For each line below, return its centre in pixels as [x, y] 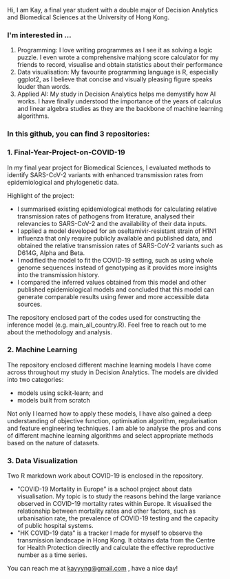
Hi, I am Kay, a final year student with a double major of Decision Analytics [113, 10]
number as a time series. [52, 555]
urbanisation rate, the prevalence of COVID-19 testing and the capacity [118, 518]
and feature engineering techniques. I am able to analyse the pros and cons [114, 428]
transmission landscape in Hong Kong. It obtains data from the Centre [116, 540]
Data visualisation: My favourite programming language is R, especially [117, 72]
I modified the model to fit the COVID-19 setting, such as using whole [115, 260]
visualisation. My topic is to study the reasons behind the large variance [119, 496]
